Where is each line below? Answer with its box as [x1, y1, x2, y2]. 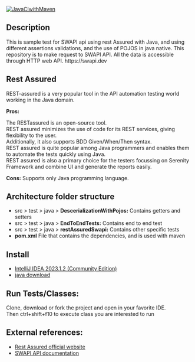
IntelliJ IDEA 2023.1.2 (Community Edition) [14, 265, 117, 272]
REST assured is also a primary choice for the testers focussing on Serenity [6, 156, 190, 164]
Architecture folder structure [6, 192, 115, 202]
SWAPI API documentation [14, 349, 80, 357]
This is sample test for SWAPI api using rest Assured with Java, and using [6, 38, 185, 45]
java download [14, 272, 51, 279]
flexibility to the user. [6, 132, 57, 139]
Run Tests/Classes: [6, 288, 80, 298]
